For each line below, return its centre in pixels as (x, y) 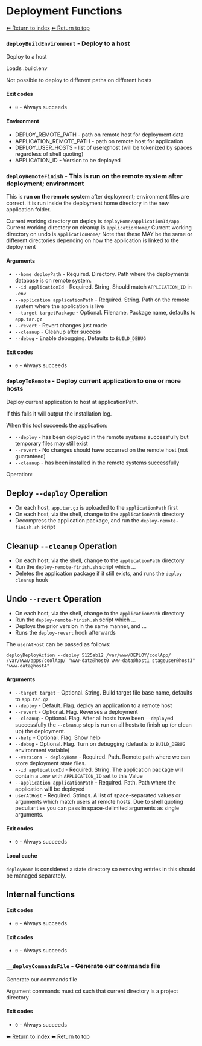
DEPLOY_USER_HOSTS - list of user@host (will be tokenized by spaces (103, 147)
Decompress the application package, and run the (77, 521)
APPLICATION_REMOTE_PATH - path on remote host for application (99, 141)
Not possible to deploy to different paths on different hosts (79, 80)
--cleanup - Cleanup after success (58, 332)
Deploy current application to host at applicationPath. (72, 402)
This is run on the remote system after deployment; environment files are (98, 196)
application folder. (29, 209)
